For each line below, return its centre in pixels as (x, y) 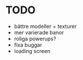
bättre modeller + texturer (45, 26)
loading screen (32, 51)
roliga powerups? (35, 38)
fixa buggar (28, 45)
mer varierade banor (39, 32)
